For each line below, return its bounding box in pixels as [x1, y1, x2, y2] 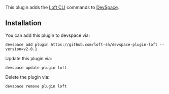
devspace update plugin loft [5, 65, 67, 70]
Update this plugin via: [5, 55, 52, 61]
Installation [5, 19, 42, 27]
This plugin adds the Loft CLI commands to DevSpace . [5, 5, 119, 10]
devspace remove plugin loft [5, 83, 67, 89]
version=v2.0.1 [5, 46, 38, 52]
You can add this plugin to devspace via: [5, 32, 90, 38]
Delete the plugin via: [5, 74, 50, 80]
